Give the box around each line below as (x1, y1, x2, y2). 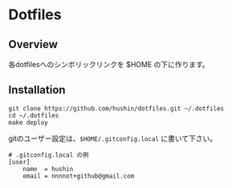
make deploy (8, 118, 48, 126)
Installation (8, 83, 66, 97)
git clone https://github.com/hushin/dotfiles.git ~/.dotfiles (8, 104, 225, 113)
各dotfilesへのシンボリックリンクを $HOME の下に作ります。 (8, 60, 210, 69)
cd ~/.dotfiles (8, 111, 59, 119)
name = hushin (22, 165, 74, 173)
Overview (8, 38, 59, 51)
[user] (8, 158, 31, 166)
